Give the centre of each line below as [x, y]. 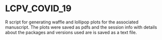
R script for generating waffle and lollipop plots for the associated [72, 22]
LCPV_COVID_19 [38, 9]
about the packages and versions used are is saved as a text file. [71, 32]
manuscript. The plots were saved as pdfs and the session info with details [81, 27]
